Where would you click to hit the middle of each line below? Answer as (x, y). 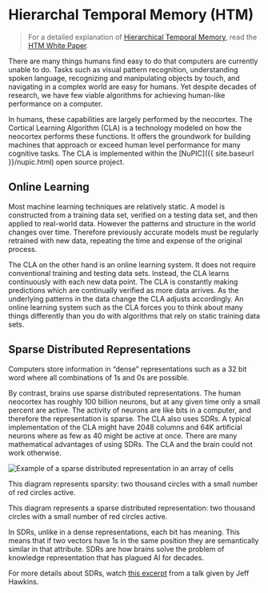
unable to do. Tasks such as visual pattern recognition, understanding (123, 69)
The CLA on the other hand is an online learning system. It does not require (132, 264)
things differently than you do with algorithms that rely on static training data (134, 315)
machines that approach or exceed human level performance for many (125, 144)
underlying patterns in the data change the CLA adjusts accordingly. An (126, 299)
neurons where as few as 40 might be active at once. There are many (123, 436)
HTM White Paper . (58, 45)
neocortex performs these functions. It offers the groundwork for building (129, 136)
